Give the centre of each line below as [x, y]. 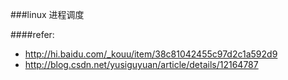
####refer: [32, 34]
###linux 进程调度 [47, 14]
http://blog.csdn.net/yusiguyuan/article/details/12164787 [141, 64]
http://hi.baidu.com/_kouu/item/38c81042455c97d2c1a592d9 [151, 54]
